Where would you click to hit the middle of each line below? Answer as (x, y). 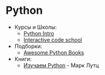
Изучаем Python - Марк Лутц (61, 65)
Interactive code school (52, 40)
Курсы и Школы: (36, 27)
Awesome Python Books (54, 52)
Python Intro (39, 33)
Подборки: (28, 46)
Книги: (23, 59)
